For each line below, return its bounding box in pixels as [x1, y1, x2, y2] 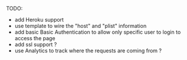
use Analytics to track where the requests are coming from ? [14, 47, 162, 54]
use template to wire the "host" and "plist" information [14, 23, 147, 29]
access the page [14, 35, 55, 41]
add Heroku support [14, 16, 64, 23]
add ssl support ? [14, 41, 57, 48]
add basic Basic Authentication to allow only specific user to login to [14, 29, 181, 36]
